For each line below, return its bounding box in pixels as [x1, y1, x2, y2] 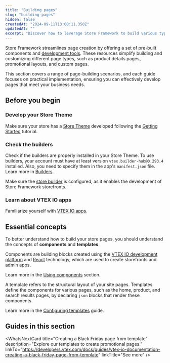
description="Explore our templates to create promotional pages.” [5, 341, 143, 347]
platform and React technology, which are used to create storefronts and [5, 257, 157, 263]
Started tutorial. [5, 128, 38, 134]
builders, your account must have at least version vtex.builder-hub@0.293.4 [5, 157, 163, 164]
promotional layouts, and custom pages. [5, 61, 89, 67]
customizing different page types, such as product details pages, [5, 56, 141, 61]
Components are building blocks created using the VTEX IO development [5, 251, 158, 257]
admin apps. [5, 262, 31, 268]
